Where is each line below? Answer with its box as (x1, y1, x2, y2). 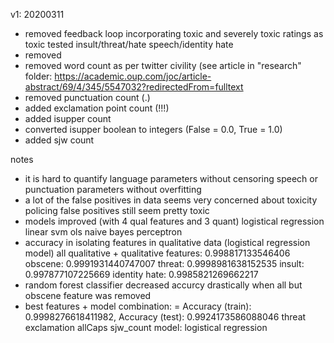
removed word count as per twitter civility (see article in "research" (24, 60, 302, 71)
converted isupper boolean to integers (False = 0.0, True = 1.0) (24, 124, 283, 135)
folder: (24, 70, 53, 82)
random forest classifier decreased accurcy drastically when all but (24, 279, 303, 291)
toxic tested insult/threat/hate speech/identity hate (24, 39, 234, 50)
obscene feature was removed (24, 290, 152, 301)
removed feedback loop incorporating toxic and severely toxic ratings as (24, 28, 324, 39)
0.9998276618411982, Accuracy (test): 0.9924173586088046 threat (24, 311, 307, 323)
